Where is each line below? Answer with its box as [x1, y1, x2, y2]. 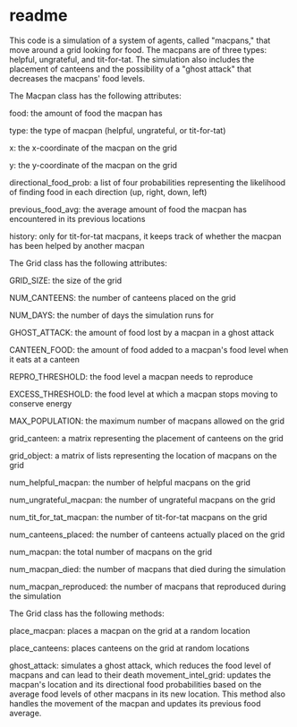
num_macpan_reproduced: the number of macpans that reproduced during [9, 581, 286, 592]
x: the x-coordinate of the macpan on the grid [9, 142, 177, 153]
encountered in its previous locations [9, 213, 146, 224]
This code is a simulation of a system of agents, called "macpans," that [9, 35, 271, 46]
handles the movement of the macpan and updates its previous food [9, 697, 261, 708]
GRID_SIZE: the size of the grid [9, 275, 123, 286]
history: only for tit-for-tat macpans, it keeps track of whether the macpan [9, 230, 282, 242]
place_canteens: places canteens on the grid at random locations [9, 642, 250, 654]
